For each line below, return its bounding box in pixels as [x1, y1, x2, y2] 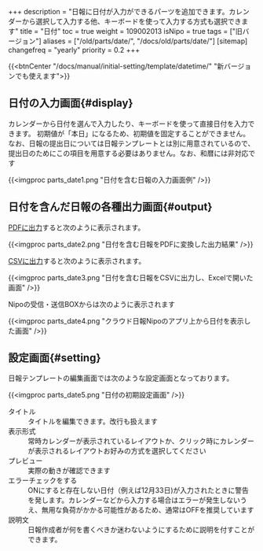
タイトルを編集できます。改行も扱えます [27, 416, 159, 427]
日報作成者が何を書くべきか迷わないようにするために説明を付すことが [27, 525, 255, 534]
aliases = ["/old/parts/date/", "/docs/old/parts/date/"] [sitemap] [42, 36, 248, 46]
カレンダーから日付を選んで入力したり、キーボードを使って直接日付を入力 [8, 119, 249, 128]
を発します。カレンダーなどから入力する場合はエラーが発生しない [27, 495, 241, 505]
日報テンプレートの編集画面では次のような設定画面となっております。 [8, 373, 234, 383]
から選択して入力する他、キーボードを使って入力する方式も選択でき [21, 17, 242, 26]
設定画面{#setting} [8, 351, 101, 364]
